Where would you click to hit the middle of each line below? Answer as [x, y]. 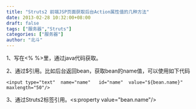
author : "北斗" [25, 40]
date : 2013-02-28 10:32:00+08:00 [49, 18]
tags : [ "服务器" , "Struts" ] [39, 29]
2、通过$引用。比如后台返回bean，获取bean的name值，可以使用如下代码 [98, 71]
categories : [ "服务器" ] [35, 35]
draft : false [23, 23]
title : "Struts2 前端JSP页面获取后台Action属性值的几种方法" [78, 12]
